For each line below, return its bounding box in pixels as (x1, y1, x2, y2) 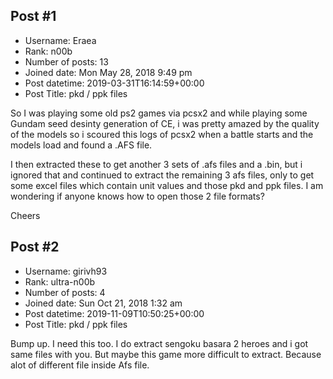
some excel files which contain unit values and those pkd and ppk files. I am (10, 179, 324, 191)
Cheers (10, 209, 41, 221)
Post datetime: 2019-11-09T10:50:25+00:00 (24, 307, 205, 319)
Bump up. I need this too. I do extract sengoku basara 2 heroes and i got (10, 337, 309, 349)
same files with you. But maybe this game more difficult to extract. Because (10, 348, 322, 360)
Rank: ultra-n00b (24, 275, 96, 288)
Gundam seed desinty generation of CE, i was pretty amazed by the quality (10, 117, 320, 129)
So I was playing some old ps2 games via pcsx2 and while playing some (10, 107, 308, 119)
